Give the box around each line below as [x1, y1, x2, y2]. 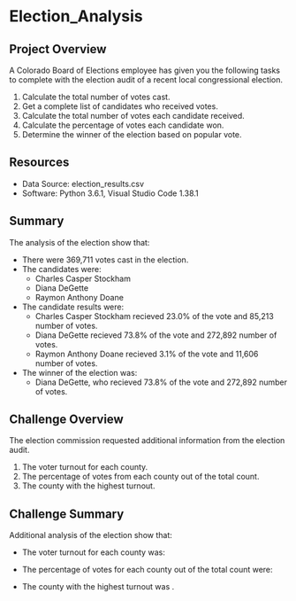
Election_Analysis [9, 6, 143, 27]
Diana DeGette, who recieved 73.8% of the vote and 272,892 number [34, 377, 287, 387]
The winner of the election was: [21, 367, 138, 378]
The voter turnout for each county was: [21, 547, 165, 558]
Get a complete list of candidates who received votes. [21, 101, 218, 112]
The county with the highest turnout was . [21, 581, 175, 592]
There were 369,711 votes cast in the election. [21, 254, 189, 265]
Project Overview [9, 42, 107, 57]
